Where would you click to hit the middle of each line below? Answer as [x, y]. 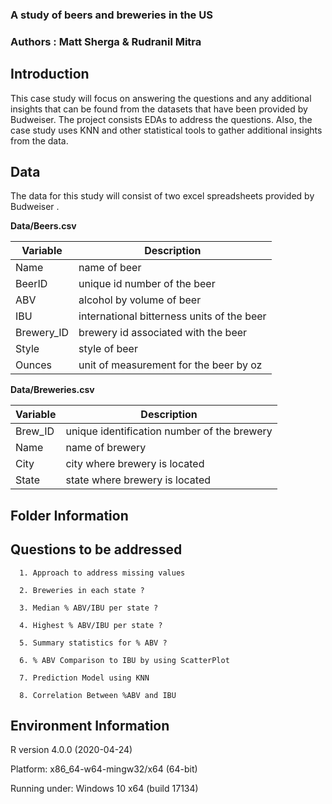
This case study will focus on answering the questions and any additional [161, 98]
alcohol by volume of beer [140, 300]
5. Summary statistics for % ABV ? [93, 643]
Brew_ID [35, 431]
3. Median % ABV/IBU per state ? [89, 608]
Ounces [34, 365]
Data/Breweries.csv [52, 390]
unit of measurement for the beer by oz [170, 365]
